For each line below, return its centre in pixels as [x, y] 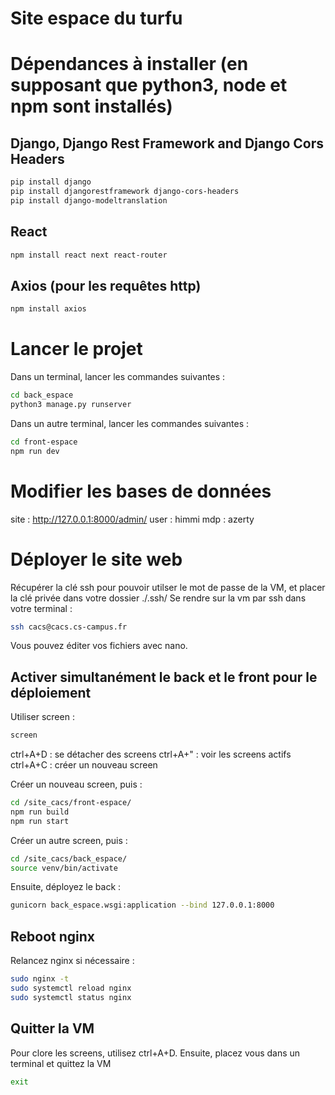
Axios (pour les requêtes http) [106, 285]
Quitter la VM [52, 1028]
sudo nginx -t [40, 979]
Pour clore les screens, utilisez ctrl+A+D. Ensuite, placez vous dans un [155, 1053]
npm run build [40, 812]
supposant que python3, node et [149, 85]
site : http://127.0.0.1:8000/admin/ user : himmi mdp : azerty [132, 519]
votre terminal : [41, 608]
